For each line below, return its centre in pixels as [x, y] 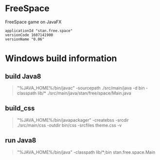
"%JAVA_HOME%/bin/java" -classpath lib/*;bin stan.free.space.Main [86, 152]
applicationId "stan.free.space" [39, 31]
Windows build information [61, 58]
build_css [20, 108]
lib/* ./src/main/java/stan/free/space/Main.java [84, 93]
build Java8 [23, 76]
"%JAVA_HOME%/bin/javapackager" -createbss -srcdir [73, 120]
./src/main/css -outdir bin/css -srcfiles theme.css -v [69, 125]
